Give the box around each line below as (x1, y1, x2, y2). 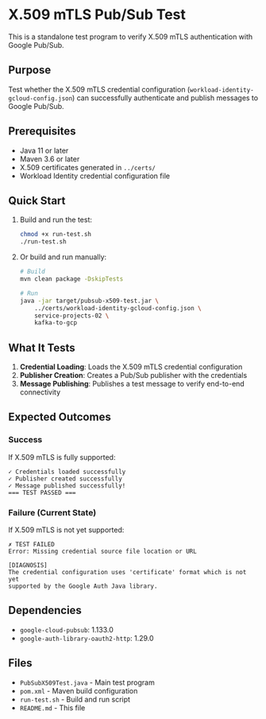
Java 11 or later (19, 146, 69, 155)
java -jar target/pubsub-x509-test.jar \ (19, 297, 160, 305)
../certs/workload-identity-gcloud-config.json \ (34, 304, 202, 312)
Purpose (8, 64, 52, 77)
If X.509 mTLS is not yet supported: (8, 525, 125, 534)
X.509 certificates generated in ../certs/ (19, 162, 156, 172)
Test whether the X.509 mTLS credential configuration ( (8, 84, 191, 94)
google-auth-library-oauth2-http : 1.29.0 (19, 633, 154, 643)
